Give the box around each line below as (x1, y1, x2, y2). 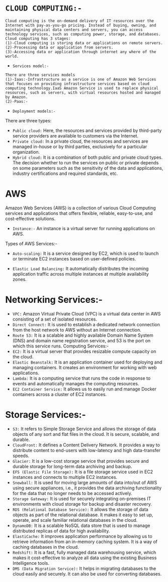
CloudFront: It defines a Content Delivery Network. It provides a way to (12, 441, 160, 448)
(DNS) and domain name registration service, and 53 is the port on (12, 337, 151, 343)
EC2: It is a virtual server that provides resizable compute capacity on (12, 348, 156, 354)
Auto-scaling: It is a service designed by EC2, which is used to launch (12, 250, 159, 256)
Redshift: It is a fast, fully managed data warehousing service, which (12, 549, 156, 555)
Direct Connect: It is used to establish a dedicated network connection (12, 321, 160, 327)
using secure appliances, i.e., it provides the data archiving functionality (12, 484, 162, 491)
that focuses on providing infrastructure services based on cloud (5, 81, 150, 86)
